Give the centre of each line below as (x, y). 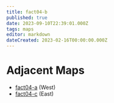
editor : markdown (28, 35)
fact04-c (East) (34, 94)
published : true (27, 18)
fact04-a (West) (35, 87)
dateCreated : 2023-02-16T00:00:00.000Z (57, 40)
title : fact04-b (27, 12)
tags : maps (20, 29)
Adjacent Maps (45, 70)
